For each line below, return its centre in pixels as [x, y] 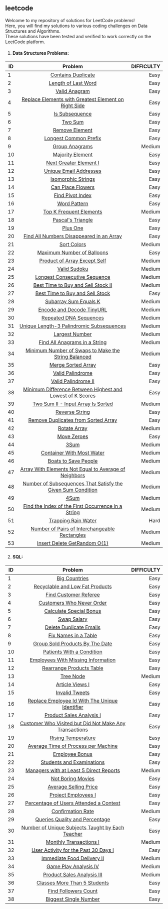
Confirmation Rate [72, 812]
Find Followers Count [73, 891]
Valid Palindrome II [73, 381]
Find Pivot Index [72, 195]
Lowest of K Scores [73, 396]
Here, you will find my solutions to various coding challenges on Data [76, 26]
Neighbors [73, 476]
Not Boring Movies [73, 779]
